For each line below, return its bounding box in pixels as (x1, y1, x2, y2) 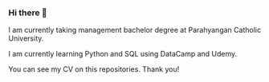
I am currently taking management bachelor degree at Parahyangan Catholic (8, 25, 262, 35)
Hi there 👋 (8, 7, 48, 18)
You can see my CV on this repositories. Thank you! (8, 64, 180, 74)
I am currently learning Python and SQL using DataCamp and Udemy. (8, 49, 238, 59)
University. (8, 33, 44, 43)
